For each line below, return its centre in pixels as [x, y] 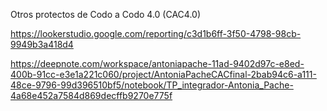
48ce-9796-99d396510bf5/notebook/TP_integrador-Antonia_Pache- [152, 85]
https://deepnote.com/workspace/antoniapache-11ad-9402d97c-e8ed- [157, 63]
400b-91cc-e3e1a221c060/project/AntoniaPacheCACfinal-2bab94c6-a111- [163, 74]
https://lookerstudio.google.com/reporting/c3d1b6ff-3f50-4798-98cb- [156, 33]
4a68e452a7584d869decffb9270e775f [91, 95]
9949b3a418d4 [42, 44]
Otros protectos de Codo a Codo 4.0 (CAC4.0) [106, 14]
